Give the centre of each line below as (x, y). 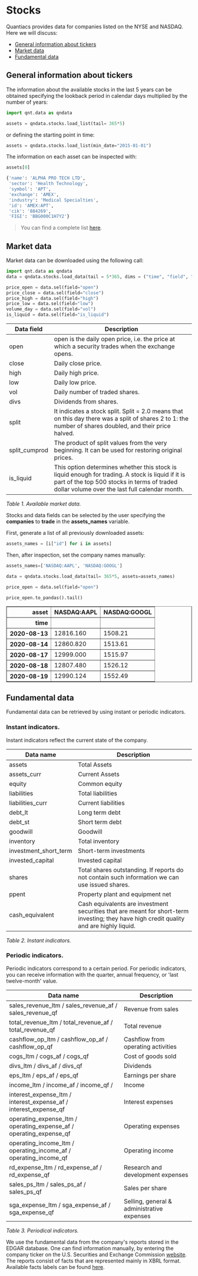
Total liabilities (98, 793)
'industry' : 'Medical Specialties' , (54, 200)
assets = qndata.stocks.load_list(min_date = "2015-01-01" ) (79, 146)
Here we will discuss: (32, 32)
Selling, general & (148, 1201)
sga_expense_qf (32, 1212)
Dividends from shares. (86, 402)
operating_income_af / (40, 1151)
